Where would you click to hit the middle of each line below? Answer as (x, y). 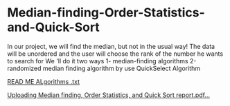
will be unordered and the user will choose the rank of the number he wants (115, 54)
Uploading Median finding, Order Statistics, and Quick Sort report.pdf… (108, 95)
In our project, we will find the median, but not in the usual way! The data (111, 46)
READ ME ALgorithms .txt (44, 81)
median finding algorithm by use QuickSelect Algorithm (122, 68)
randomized (24, 68)
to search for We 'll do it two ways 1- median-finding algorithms (98, 61)
